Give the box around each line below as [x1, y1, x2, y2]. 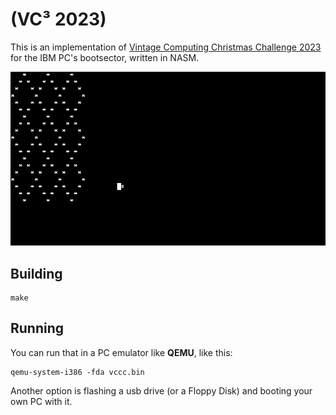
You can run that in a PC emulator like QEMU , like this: [10, 346, 233, 358]
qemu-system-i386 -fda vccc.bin [10, 367, 145, 377]
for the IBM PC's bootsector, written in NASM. [10, 51, 200, 63]
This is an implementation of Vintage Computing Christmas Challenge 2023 [10, 41, 322, 53]
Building [10, 265, 63, 282]
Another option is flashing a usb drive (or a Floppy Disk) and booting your [10, 384, 313, 397]
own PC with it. [10, 395, 73, 407]
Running [10, 320, 65, 337]
